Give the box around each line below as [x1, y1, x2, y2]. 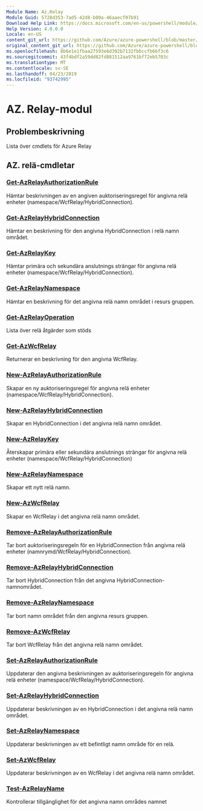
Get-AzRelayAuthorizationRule [6, 178, 98, 186]
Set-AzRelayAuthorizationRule [6, 656, 98, 665]
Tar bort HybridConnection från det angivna [6, 577, 116, 584]
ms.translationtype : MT [6, 59, 66, 65]
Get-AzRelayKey [6, 249, 56, 257]
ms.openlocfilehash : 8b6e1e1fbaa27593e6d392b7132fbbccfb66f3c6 [6, 48, 169, 54]
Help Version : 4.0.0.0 [6, 25, 63, 32]
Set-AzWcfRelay [6, 755, 56, 764]
